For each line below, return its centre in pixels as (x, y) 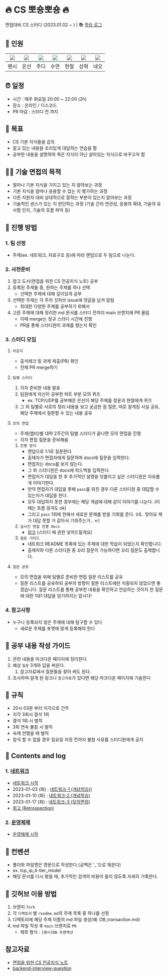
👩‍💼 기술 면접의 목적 (33, 172)
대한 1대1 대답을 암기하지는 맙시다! (58, 596)
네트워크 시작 (25, 783)
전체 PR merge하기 (39, 367)
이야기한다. (44, 483)
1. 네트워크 (17, 771)
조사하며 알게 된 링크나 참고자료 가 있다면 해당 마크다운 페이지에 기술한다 (81, 678)
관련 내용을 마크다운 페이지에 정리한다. (50, 659)
